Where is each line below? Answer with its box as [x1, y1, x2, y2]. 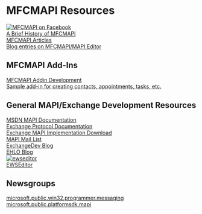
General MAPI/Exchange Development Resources [6, 100, 197, 110]
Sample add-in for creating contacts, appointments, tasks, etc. [6, 83, 162, 90]
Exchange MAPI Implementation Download [6, 129, 113, 136]
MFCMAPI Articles [6, 36, 52, 43]
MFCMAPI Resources [6, 4, 115, 17]
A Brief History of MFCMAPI [6, 30, 76, 37]
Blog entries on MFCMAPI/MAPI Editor [6, 43, 101, 50]
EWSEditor [6, 161, 33, 168]
